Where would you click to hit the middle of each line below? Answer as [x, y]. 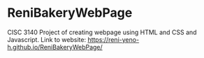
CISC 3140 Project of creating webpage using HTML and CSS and [102, 32]
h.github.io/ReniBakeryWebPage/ [55, 47]
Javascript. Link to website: [46, 39]
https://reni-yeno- [113, 39]
